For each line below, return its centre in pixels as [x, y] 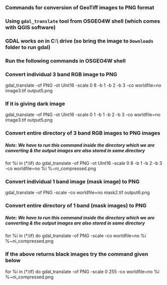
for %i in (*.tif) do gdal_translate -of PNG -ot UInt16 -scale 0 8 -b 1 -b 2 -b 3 [84, 163]
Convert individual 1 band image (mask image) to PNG [72, 182]
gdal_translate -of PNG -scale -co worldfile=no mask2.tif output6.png [78, 193]
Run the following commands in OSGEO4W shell [66, 61]
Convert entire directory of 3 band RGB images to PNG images [83, 133]
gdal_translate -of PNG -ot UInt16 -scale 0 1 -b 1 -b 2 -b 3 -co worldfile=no [83, 115]
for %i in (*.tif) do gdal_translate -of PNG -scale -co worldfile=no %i [76, 236]
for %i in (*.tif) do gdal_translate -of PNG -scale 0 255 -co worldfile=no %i [82, 271]
